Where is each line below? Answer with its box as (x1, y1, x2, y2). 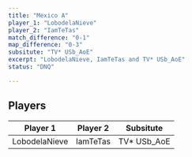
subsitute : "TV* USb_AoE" (8, 48, 93, 56)
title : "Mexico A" (8, 11, 69, 20)
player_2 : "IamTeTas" (8, 26, 80, 34)
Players (8, 99, 47, 113)
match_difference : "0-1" (8, 33, 90, 42)
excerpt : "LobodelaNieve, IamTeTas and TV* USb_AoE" (8, 56, 186, 64)
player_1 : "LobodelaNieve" (8, 19, 97, 27)
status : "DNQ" (8, 63, 55, 71)
